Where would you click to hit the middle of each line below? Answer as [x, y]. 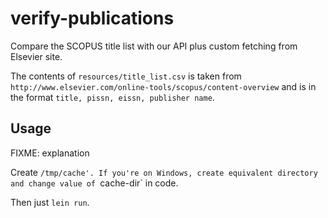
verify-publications [92, 18]
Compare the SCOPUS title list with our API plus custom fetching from [154, 46]
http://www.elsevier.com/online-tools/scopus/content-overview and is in [163, 86]
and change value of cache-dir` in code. [94, 183]
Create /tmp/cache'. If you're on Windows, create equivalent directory [164, 172]
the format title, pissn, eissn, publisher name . [112, 97]
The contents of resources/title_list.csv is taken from [126, 76]
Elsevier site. [36, 56]
